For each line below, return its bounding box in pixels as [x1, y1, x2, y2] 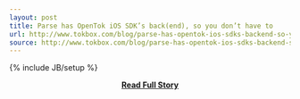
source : [9, 37, 38, 47]
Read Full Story [121, 79, 179, 90]
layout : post [9, 12, 58, 22]
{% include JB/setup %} [9, 62, 98, 73]
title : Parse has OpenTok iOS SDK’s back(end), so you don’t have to [9, 21, 274, 30]
